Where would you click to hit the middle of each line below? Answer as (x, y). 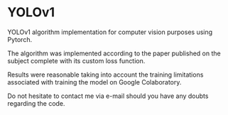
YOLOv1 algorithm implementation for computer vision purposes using (110, 32)
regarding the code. (36, 103)
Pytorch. (20, 39)
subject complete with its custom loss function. (76, 60)
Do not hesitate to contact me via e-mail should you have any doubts (108, 96)
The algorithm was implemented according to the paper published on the (114, 53)
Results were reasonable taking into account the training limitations (105, 75)
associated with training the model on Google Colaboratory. (94, 82)
